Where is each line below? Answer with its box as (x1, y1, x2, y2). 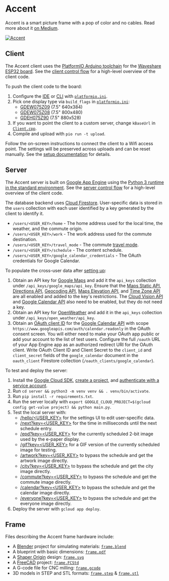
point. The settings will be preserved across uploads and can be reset (5, 146, 150, 152)
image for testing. (20, 447, 57, 453)
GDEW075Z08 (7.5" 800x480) (20, 109, 83, 115)
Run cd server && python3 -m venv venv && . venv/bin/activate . (12, 388, 150, 394)
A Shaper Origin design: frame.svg (12, 554, 84, 560)
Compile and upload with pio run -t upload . (12, 131, 106, 137)
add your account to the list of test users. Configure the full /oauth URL (12, 336, 160, 342)
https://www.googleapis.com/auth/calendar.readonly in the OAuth (12, 325, 151, 331)
